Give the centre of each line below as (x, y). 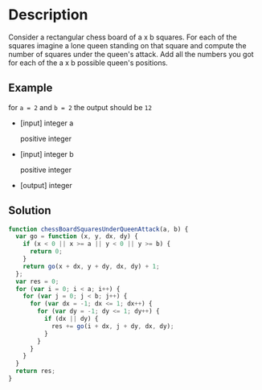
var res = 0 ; (37, 281)
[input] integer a (47, 123)
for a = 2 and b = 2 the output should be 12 (80, 107)
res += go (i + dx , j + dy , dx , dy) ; (113, 326)
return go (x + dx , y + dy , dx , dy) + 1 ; (91, 266)
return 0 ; (46, 252)
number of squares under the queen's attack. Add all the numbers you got (131, 54)
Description (48, 15)
